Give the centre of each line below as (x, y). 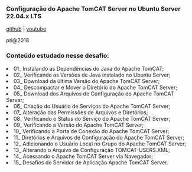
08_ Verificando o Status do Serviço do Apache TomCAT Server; (92, 118)
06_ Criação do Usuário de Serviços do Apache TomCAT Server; (92, 106)
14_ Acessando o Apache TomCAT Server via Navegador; (84, 156)
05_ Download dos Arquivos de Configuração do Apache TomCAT (94, 94)
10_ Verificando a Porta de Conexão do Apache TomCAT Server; (92, 131)
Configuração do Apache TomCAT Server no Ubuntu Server (93, 9)
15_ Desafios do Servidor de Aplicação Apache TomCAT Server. (91, 162)
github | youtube (26, 29)
